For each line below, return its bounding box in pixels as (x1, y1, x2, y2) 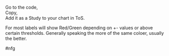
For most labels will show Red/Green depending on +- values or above (5, 25, 153, 31)
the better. (5, 35, 27, 41)
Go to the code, (5, 5, 38, 10)
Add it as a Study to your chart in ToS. (5, 15, 85, 21)
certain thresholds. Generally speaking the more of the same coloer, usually (5, 30, 164, 36)
